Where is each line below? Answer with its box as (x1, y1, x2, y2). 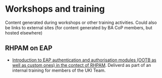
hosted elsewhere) (5, 30, 43, 36)
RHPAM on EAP (5, 44, 53, 52)
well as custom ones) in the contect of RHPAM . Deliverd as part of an (12, 62, 151, 68)
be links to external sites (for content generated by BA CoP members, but (5, 24, 153, 30)
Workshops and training (5, 3, 105, 15)
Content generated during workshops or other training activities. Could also (5, 19, 157, 25)
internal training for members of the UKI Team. (12, 67, 106, 73)
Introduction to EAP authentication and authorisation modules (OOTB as (12, 57, 157, 63)
